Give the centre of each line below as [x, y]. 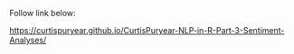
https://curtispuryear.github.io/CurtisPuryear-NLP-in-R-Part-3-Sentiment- [147, 30]
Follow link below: [43, 13]
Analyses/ [28, 40]
